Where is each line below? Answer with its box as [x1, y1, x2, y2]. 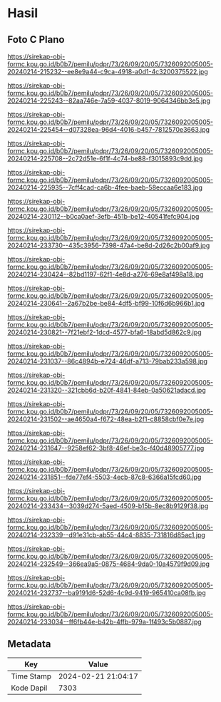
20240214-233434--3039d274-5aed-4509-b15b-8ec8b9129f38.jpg [7, 502, 209, 510]
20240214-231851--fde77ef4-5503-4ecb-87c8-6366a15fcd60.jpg [7, 473, 202, 481]
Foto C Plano [7, 33, 65, 46]
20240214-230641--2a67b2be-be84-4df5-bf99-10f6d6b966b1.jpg [7, 299, 205, 307]
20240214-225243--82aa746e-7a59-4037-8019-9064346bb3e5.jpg [7, 96, 210, 105]
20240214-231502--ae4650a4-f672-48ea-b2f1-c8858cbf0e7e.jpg [7, 415, 205, 423]
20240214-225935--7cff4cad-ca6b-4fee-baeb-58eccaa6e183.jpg [7, 183, 203, 192]
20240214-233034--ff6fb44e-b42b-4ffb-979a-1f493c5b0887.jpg [7, 618, 202, 626]
